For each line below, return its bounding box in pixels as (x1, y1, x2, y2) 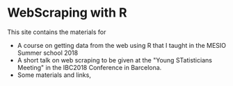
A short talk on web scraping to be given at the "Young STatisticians (17, 55, 212, 64)
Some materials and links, (17, 71, 92, 79)
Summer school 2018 (17, 49, 79, 57)
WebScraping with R (7, 5, 127, 21)
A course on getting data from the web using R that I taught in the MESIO (17, 41, 227, 49)
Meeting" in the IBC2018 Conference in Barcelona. (17, 63, 162, 71)
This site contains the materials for (7, 28, 106, 36)
